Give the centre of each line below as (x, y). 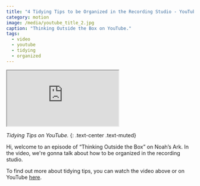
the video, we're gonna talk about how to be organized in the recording (93, 153)
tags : (13, 34)
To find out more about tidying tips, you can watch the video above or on (95, 171)
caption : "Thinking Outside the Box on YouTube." (69, 28)
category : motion (28, 17)
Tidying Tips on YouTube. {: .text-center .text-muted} (71, 135)
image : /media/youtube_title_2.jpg (50, 23)
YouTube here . (24, 177)
